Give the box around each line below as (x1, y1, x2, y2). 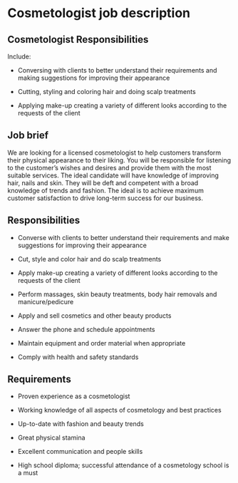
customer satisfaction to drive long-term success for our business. (7, 194, 204, 202)
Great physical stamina (17, 433, 86, 442)
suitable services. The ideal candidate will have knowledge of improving (7, 171, 219, 180)
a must (17, 469, 38, 477)
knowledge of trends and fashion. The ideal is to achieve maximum (7, 186, 205, 194)
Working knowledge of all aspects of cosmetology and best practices (17, 406, 222, 415)
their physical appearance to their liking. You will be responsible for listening (7, 155, 232, 165)
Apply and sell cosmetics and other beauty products (17, 311, 172, 320)
